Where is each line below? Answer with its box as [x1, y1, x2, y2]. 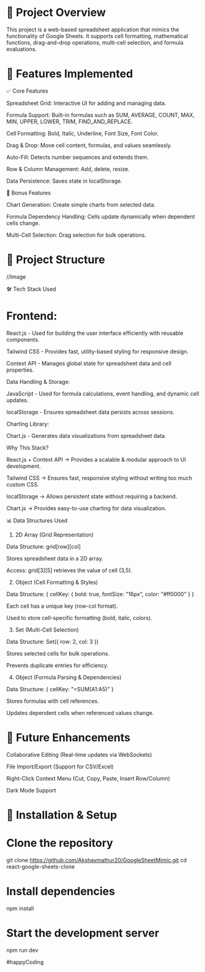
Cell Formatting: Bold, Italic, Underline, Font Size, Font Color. [6, 129, 159, 137]
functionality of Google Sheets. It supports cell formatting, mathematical [6, 32, 188, 39]
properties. [6, 366, 34, 373]
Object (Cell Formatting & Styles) [15, 578, 99, 586]
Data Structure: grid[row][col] [6, 543, 81, 550]
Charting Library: [6, 420, 50, 427]
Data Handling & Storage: [6, 378, 70, 385]
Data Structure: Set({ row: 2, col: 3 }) [6, 638, 99, 645]
